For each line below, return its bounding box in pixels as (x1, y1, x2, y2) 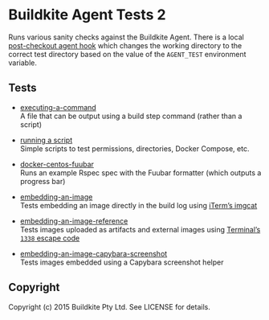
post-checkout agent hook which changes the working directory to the (8, 40, 243, 50)
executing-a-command (19, 102, 96, 112)
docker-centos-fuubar (19, 159, 95, 169)
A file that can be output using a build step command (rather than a (19, 111, 243, 121)
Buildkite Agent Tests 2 (8, 6, 166, 24)
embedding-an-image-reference (19, 215, 128, 226)
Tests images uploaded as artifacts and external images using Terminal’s (19, 224, 261, 234)
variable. (8, 58, 38, 68)
